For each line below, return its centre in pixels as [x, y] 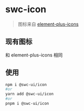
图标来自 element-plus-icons [48, 24]
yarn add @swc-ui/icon [29, 94]
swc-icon [26, 9]
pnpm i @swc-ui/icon [27, 104]
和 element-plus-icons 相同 [34, 55]
